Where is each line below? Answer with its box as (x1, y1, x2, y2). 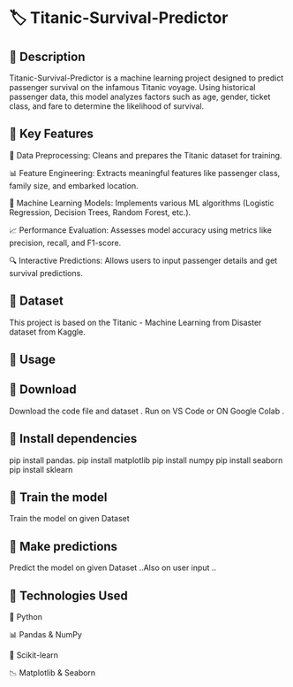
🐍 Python (9, 612, 42, 622)
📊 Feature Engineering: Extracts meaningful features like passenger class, (9, 167, 281, 178)
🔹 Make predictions (9, 538, 117, 554)
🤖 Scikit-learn (9, 650, 59, 660)
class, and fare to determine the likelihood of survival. (9, 101, 205, 112)
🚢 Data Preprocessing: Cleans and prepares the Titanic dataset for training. (9, 150, 282, 160)
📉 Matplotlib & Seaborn (9, 668, 96, 678)
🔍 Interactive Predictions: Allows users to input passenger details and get (9, 255, 278, 266)
